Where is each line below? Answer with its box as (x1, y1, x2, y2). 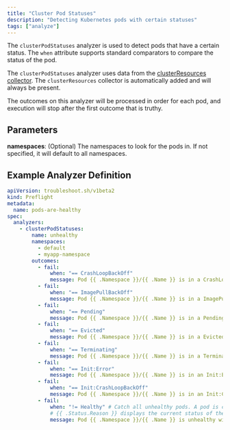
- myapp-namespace (37, 251, 90, 258)
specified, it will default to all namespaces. (7, 150, 127, 158)
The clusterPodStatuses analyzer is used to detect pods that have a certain (7, 42, 220, 50)
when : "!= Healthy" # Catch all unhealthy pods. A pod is (50, 403, 219, 410)
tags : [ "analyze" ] (7, 23, 60, 29)
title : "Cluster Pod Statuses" (7, 10, 97, 17)
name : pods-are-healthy (13, 206, 81, 213)
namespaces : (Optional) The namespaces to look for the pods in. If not (7, 142, 208, 150)
